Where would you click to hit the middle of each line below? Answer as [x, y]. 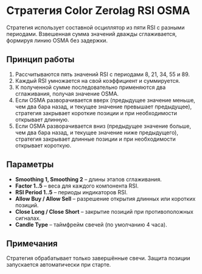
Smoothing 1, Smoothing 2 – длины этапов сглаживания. [89, 179]
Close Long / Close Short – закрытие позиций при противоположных [104, 211]
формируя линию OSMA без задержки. [57, 40]
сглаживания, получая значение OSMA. [67, 93]
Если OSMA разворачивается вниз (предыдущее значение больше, [103, 126]
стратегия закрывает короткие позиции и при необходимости [96, 113]
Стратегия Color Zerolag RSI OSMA [98, 11]
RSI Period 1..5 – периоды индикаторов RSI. [71, 192]
